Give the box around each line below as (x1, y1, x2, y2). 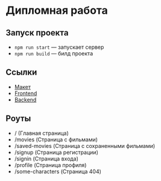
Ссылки (5, 67, 37, 78)
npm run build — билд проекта (14, 50, 93, 57)
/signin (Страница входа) (14, 155, 79, 162)
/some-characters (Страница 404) (14, 168, 102, 175)
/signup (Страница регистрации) (14, 149, 99, 156)
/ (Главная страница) (14, 129, 69, 137)
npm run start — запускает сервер (14, 43, 104, 51)
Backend (14, 96, 37, 103)
